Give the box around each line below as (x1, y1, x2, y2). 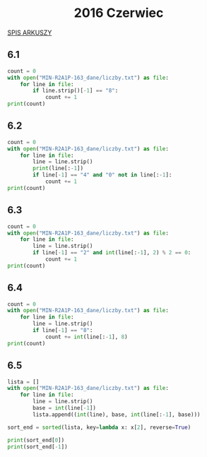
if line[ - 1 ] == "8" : (32, 327, 93, 334)
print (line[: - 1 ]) (32, 165, 83, 172)
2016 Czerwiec (73, 5, 164, 21)
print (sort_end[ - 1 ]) (7, 443, 69, 450)
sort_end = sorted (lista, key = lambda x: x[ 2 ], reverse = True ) (7, 424, 191, 431)
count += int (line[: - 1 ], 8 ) (45, 333, 129, 340)
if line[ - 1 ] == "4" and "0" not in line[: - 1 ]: (32, 172, 172, 179)
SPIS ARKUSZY (7, 28, 52, 37)
